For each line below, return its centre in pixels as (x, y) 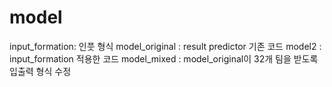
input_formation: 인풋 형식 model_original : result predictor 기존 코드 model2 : (165, 46)
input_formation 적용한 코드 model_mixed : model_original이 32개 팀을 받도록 (164, 58)
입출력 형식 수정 (40, 71)
